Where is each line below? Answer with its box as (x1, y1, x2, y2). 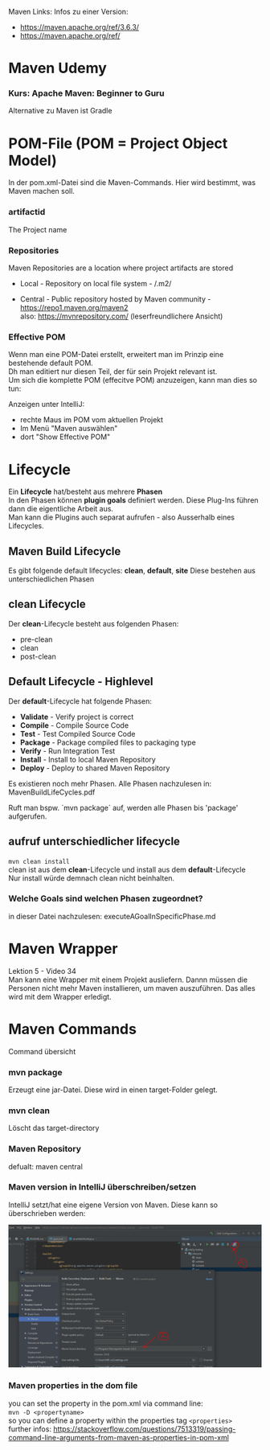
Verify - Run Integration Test (19, 746, 116, 755)
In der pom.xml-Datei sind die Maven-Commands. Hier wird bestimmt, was (8, 178, 256, 187)
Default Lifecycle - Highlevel (8, 675, 154, 688)
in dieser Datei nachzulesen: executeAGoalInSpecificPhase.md (8, 911, 216, 921)
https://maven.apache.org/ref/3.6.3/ (19, 23, 139, 31)
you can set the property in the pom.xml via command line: (8, 1399, 203, 1408)
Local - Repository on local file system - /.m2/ (19, 279, 172, 289)
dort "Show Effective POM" (19, 432, 111, 442)
